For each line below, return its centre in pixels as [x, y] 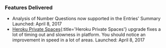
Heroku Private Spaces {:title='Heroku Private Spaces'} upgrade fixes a [86, 29]
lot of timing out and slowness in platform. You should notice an [79, 35]
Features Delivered [29, 8]
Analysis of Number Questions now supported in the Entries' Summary [86, 19]
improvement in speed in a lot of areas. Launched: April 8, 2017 [78, 40]
